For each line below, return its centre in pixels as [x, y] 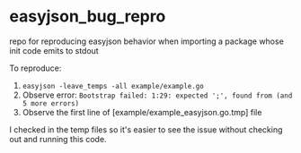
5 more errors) [51, 103]
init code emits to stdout [54, 50]
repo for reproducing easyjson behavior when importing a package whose [147, 41]
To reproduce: [35, 68]
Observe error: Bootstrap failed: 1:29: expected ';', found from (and [157, 95]
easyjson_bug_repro [88, 17]
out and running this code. [58, 139]
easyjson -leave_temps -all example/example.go [113, 86]
